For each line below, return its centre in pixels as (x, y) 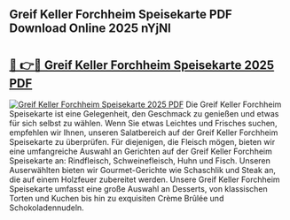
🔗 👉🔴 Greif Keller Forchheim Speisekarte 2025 (142, 65)
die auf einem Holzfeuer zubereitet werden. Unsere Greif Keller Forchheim (145, 179)
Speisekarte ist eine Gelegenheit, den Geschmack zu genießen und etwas (144, 114)
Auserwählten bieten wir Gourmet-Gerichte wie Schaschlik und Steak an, (143, 170)
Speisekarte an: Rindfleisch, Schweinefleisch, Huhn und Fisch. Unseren (140, 161)
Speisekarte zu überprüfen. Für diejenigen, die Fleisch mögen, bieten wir (142, 142)
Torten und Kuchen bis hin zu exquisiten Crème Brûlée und (117, 198)
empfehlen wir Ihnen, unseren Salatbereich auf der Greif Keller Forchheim (144, 133)
